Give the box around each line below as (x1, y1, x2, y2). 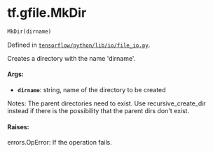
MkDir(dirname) (7, 28, 52, 35)
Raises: (7, 122, 29, 131)
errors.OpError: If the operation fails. (7, 138, 112, 147)
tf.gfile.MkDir (7, 5, 87, 21)
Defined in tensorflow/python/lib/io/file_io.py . (7, 41, 151, 49)
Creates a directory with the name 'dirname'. (7, 54, 136, 62)
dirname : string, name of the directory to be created (17, 86, 166, 94)
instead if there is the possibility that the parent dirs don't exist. (7, 107, 190, 115)
